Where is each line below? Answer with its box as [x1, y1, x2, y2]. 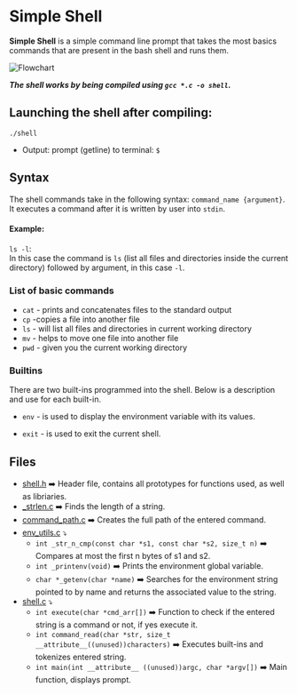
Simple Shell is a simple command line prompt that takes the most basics [9, 36, 277, 46]
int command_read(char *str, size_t [35, 631, 171, 640]
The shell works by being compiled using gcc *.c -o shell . [9, 79, 231, 90]
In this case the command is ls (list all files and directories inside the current [9, 252, 289, 263]
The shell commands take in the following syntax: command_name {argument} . [9, 194, 285, 204]
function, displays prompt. [35, 674, 131, 685]
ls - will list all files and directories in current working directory [21, 323, 253, 334]
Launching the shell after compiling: [9, 105, 213, 121]
